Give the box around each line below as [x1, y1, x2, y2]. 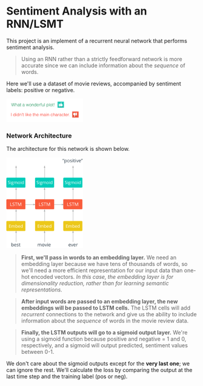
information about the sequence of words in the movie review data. [21, 317, 189, 324]
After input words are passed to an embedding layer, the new [21, 298, 178, 305]
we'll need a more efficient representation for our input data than [21, 267, 183, 274]
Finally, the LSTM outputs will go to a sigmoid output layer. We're [21, 328, 188, 336]
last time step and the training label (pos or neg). [6, 373, 128, 380]
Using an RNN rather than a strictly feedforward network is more [21, 55, 183, 62]
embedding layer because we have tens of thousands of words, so [21, 260, 188, 267]
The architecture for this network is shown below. [6, 145, 130, 153]
